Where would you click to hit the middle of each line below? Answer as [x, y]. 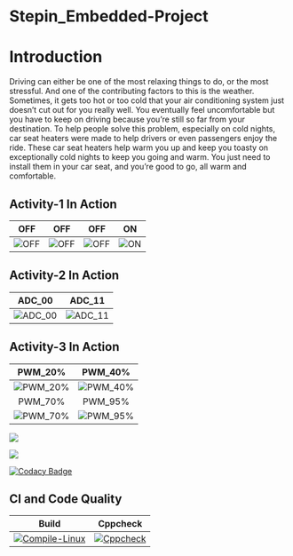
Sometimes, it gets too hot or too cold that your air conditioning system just [147, 100]
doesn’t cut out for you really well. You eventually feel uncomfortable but [142, 110]
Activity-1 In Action [63, 204]
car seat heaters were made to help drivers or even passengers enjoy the [143, 139]
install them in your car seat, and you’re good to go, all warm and [128, 167]
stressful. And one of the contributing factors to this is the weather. [132, 91]
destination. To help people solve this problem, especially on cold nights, [143, 129]
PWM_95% [107, 401]
